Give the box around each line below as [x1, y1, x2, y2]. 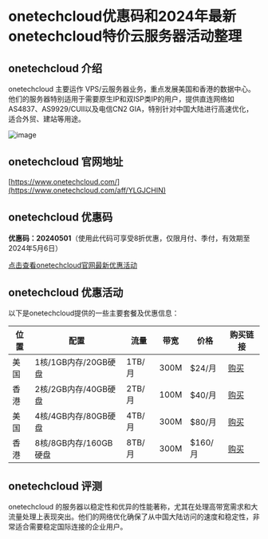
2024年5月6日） [8, 243, 62, 252]
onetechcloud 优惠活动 [8, 286, 124, 299]
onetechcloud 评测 [8, 479, 103, 493]
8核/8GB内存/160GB [34, 438, 113, 449]
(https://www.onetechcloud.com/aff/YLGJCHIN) [8, 185, 166, 195]
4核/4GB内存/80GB [34, 410, 108, 422]
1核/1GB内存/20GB [34, 357, 108, 368]
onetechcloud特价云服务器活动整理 [8, 27, 242, 46]
